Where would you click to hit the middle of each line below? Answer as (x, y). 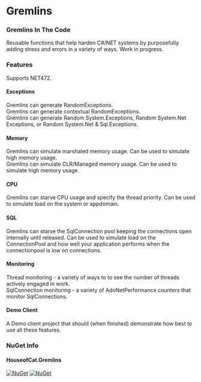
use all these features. (34, 330)
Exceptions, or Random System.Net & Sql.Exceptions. (72, 124)
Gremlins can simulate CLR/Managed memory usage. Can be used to (91, 164)
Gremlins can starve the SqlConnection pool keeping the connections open (99, 231)
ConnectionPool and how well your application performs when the (88, 244)
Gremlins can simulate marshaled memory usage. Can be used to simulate (98, 151)
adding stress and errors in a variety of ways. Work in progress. (85, 49)
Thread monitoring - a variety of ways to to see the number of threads (93, 277)
